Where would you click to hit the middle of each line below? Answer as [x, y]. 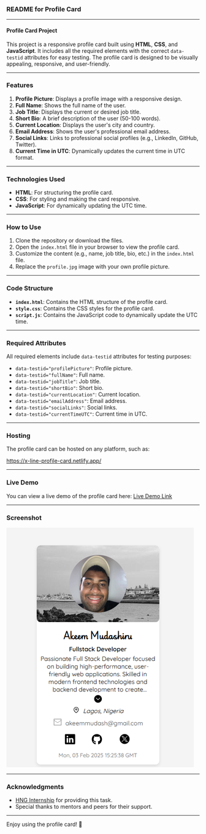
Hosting [18, 435]
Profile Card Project [32, 30]
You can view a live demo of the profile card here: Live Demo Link [90, 496]
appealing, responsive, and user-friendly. [58, 64]
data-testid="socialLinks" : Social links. [66, 407]
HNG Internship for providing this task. [64, 800]
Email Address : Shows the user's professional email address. [93, 131]
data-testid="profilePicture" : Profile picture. [74, 368]
